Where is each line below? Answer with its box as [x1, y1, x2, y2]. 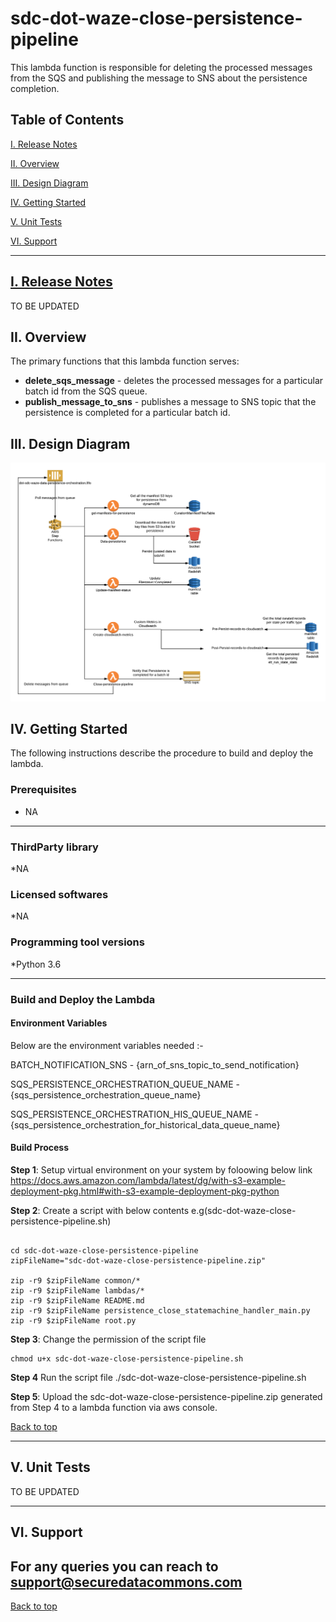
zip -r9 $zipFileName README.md [10, 1295, 145, 1306]
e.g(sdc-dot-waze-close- [191, 1204, 297, 1216]
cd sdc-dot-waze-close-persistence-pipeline [10, 1245, 199, 1256]
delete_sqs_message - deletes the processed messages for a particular [24, 375, 324, 387]
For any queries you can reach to [10, 1558, 219, 1575]
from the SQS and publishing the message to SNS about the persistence [10, 72, 308, 84]
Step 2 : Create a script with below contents [10, 1204, 190, 1216]
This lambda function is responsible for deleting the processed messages [10, 61, 313, 73]
